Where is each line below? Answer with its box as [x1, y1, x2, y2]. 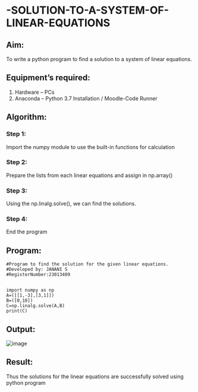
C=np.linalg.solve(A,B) [6, 303, 65, 309]
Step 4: [6, 215, 28, 223]
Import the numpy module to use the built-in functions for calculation [6, 143, 175, 150]
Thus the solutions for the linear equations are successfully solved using [6, 372, 184, 380]
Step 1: [6, 130, 26, 138]
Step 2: [6, 158, 28, 166]
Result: [6, 357, 33, 367]
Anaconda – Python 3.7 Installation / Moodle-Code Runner [14, 94, 158, 102]
